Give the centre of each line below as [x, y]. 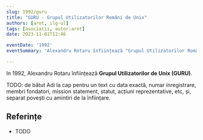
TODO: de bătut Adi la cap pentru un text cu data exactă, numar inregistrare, [101, 84]
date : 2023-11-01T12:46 [36, 34]
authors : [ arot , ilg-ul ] [37, 23]
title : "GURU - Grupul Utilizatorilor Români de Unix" [77, 17]
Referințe [24, 117]
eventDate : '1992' [29, 45]
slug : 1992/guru [27, 12]
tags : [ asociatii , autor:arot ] [46, 29]
